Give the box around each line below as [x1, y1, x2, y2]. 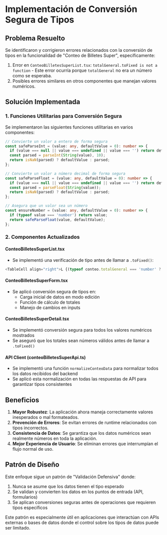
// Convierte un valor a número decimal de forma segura [5, 171, 126, 176]
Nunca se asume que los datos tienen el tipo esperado [12, 483, 124, 489]
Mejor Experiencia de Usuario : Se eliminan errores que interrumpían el [12, 440, 158, 447]
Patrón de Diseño [5, 460, 60, 469]
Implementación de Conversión [5, 3, 138, 15]
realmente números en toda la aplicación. [12, 435, 97, 441]
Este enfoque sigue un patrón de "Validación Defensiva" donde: [5, 474, 136, 480]
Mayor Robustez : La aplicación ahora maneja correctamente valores [12, 409, 153, 415]
